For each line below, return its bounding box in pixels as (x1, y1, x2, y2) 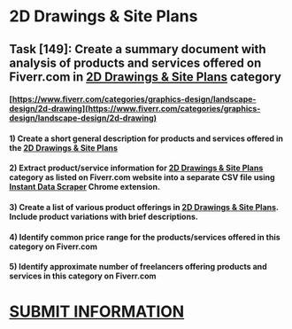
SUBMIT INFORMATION (9, 302, 185, 322)
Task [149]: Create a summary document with (9, 42, 267, 57)
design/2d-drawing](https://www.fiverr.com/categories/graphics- (9, 104, 261, 114)
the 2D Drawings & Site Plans (9, 142, 118, 153)
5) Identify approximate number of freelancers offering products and (9, 262, 267, 272)
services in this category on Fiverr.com (9, 270, 157, 281)
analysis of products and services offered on (9, 55, 262, 70)
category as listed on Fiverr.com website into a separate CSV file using (9, 172, 276, 183)
